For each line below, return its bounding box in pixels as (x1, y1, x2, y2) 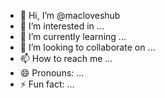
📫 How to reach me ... (19, 53, 113, 64)
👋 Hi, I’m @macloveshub (19, 10, 121, 21)
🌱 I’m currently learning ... (19, 31, 127, 42)
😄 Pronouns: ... (19, 67, 85, 79)
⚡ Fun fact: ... (19, 78, 75, 90)
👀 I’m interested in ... (19, 20, 105, 32)
